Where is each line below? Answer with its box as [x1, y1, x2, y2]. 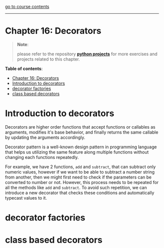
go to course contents [5, 4, 50, 9]
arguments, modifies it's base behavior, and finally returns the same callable [5, 129, 159, 135]
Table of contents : [5, 66, 43, 71]
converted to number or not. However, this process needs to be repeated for [5, 179, 159, 185]
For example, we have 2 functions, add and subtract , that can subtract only [5, 163, 156, 170]
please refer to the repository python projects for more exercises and [17, 51, 158, 57]
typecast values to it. [5, 195, 47, 201]
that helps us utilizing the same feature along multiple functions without [5, 149, 149, 155]
